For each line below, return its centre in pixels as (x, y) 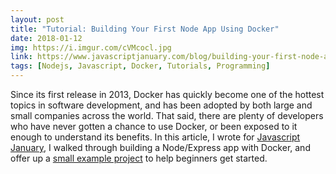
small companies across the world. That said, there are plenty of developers (167, 115)
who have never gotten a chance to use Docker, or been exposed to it (154, 126)
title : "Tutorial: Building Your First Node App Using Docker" (145, 29)
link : (21, 57)
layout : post (37, 19)
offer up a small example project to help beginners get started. (139, 158)
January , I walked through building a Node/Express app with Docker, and (160, 147)
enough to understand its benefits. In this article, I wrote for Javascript (155, 137)
